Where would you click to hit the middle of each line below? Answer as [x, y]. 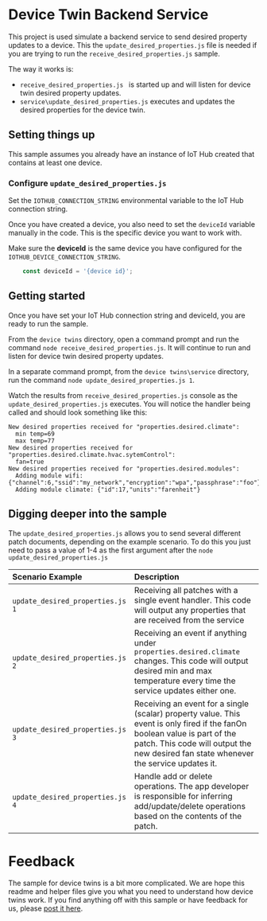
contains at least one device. [55, 162]
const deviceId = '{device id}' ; [78, 271]
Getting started [47, 296]
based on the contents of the [188, 816]
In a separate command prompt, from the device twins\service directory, [129, 371]
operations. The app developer [192, 786]
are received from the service [189, 620]
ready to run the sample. [48, 323]
